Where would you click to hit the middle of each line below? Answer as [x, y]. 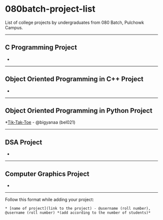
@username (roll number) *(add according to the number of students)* [78, 213]
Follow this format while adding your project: [49, 200]
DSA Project [24, 142]
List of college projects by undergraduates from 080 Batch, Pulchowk [74, 22]
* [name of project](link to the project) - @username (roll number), [78, 208]
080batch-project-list [50, 9]
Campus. [14, 27]
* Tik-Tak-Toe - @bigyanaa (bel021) [40, 122]
